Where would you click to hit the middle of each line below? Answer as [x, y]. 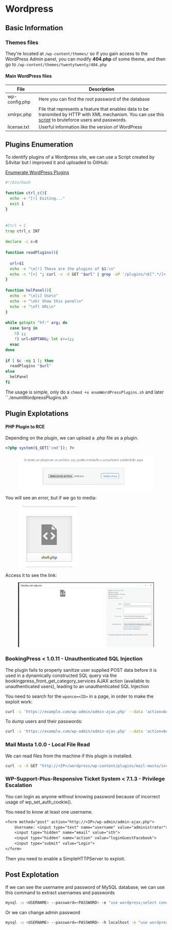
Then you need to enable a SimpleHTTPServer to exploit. [65, 858]
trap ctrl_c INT [23, 231]
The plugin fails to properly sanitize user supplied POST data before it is [81, 670]
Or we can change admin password [43, 912]
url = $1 [17, 263]
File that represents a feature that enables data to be [94, 109]
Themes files [22, 43]
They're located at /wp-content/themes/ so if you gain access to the [77, 53]
